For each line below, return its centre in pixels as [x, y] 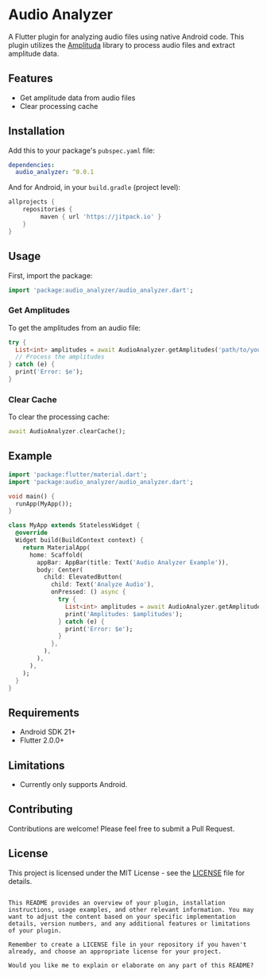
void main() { [32, 496]
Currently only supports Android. [74, 785]
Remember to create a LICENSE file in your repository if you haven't [128, 944]
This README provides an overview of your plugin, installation [117, 903]
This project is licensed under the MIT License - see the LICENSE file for [126, 873]
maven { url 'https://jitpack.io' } [101, 217]
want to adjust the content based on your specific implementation [122, 917]
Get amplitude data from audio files [77, 98]
